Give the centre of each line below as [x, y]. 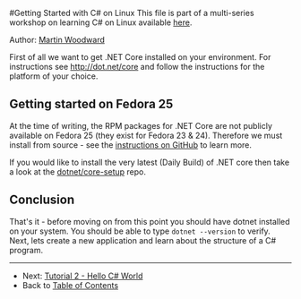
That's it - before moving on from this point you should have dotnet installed [150, 221]
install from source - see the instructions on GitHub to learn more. [131, 145]
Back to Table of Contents [70, 285]
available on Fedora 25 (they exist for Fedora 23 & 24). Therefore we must [146, 135]
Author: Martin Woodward [57, 40]
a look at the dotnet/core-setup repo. [77, 171]
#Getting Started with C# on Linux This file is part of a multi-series [132, 13]
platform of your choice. [54, 76]
